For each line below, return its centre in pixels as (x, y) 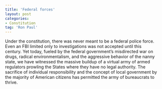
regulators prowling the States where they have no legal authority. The (75, 67)
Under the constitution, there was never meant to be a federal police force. (80, 41)
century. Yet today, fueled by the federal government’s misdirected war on (79, 52)
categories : (17, 18)
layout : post (18, 14)
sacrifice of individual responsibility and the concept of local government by (81, 72)
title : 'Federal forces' (30, 9)
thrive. (11, 82)
